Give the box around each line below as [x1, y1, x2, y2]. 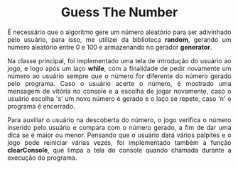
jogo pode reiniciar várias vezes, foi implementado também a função [7, 138, 232, 146]
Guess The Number [60, 4, 178, 21]
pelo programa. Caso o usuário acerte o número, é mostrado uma [7, 79, 232, 87]
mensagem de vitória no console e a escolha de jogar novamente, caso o [7, 87, 232, 95]
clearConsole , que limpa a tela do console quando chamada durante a [7, 146, 232, 154]
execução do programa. [7, 153, 77, 162]
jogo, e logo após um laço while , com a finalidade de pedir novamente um [7, 64, 232, 72]
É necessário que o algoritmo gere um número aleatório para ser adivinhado [7, 28, 232, 36]
